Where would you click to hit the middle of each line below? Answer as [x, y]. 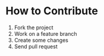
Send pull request [36, 46]
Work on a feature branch [45, 33]
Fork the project [34, 27]
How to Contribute [52, 11]
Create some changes [41, 40]
